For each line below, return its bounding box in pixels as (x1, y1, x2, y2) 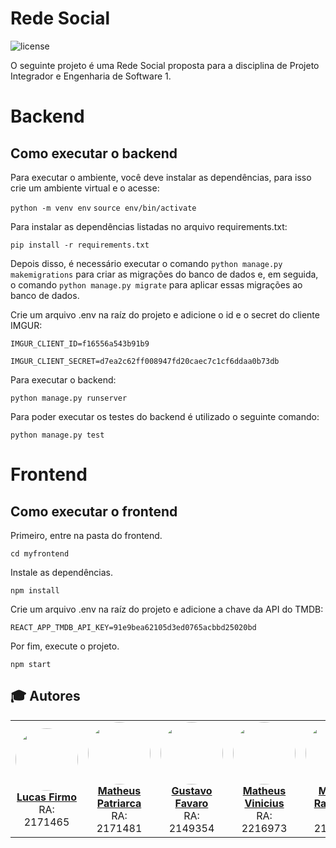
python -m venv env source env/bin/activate (10, 203, 197, 213)
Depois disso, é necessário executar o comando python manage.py (10, 257, 283, 269)
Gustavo (171, 783, 213, 797)
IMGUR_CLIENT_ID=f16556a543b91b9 (10, 338, 150, 349)
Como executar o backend (10, 145, 178, 162)
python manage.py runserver (10, 393, 128, 403)
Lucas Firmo (16, 790, 77, 804)
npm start (10, 659, 52, 669)
